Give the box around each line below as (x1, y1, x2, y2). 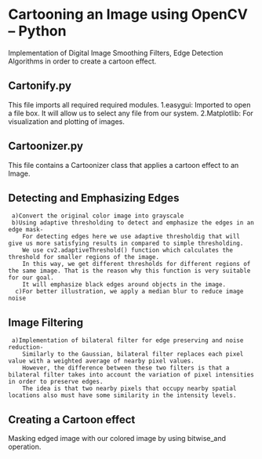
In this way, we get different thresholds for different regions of (22, 260, 251, 268)
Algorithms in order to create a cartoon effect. (8, 56, 157, 66)
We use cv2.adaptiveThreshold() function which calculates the (22, 246, 234, 254)
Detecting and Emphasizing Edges (8, 191, 180, 205)
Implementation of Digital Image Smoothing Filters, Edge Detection (8, 48, 224, 57)
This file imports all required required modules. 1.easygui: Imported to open (8, 100, 251, 109)
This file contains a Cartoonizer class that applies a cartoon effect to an (8, 160, 239, 169)
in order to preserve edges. (8, 378, 104, 386)
